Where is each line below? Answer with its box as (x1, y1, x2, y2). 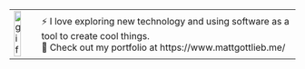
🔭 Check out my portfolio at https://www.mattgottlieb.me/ (41, 41, 286, 54)
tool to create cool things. (41, 29, 150, 42)
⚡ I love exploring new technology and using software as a (41, 15, 290, 27)
